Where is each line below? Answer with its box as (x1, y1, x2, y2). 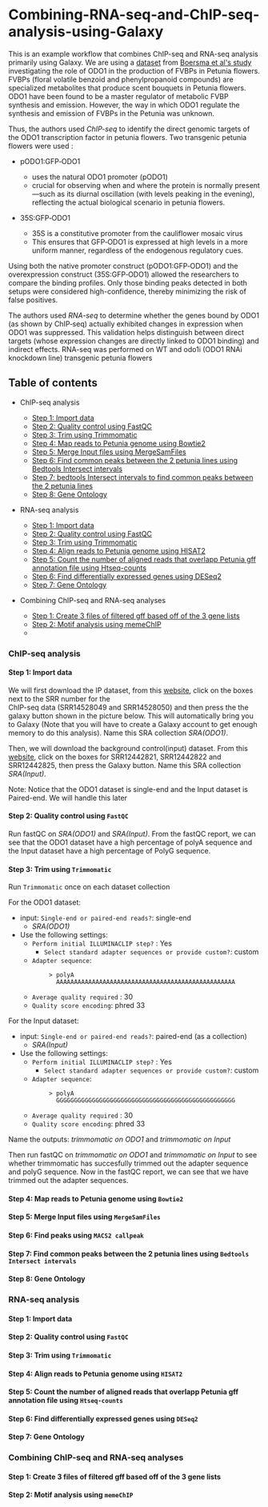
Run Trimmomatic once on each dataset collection (8, 882, 170, 892)
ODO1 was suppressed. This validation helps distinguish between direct (8, 327, 244, 337)
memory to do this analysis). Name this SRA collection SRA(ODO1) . (8, 728, 229, 738)
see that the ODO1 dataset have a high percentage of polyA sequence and (8, 837, 253, 847)
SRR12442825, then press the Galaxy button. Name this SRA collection (8, 760, 242, 769)
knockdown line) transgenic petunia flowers (8, 353, 153, 362)
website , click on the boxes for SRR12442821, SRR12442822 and (8, 752, 222, 761)
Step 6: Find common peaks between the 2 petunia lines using (31, 455, 238, 465)
